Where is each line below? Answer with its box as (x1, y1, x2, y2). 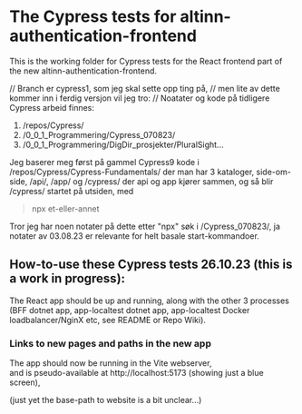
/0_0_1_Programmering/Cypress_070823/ (22, 129, 176, 140)
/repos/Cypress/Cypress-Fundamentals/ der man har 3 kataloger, (9, 166, 255, 177)
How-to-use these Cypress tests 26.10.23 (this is (9, 257, 293, 272)
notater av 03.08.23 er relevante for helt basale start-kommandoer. (9, 230, 260, 241)
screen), (9, 377, 41, 388)
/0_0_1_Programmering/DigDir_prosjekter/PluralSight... (22, 139, 224, 150)
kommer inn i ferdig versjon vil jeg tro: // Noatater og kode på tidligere (9, 93, 270, 103)
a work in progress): (9, 271, 125, 287)
